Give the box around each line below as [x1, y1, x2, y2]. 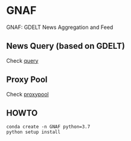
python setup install [6, 129, 61, 136]
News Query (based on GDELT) [6, 41, 126, 51]
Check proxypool [6, 90, 50, 98]
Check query [6, 57, 39, 64]
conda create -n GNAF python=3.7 [6, 124, 91, 130]
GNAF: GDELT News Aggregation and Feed [6, 23, 113, 31]
